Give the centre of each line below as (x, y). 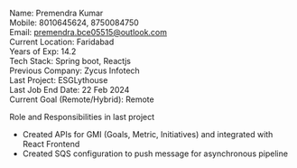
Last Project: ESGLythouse (59, 80)
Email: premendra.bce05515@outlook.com (88, 32)
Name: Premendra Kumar (56, 13)
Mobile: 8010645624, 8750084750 (74, 23)
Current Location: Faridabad (62, 42)
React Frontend (51, 144)
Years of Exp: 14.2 (43, 51)
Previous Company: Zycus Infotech (74, 70)
